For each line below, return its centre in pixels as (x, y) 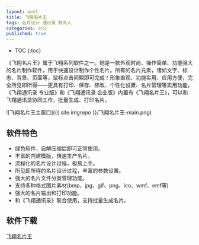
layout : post (22, 12)
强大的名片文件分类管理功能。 (51, 178)
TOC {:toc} (28, 50)
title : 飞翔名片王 (27, 17)
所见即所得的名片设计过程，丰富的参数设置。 (69, 170)
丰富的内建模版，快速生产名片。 (54, 155)
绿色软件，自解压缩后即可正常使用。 (59, 148)
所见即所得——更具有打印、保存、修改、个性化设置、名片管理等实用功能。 (102, 85)
